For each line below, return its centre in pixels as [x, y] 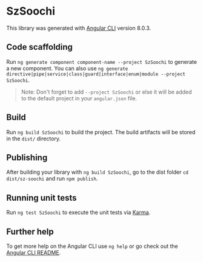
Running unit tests [42, 198]
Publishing [27, 157]
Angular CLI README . [34, 253]
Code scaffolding [39, 47]
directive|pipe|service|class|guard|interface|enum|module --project [96, 74]
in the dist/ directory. [34, 139]
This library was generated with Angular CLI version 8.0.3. [79, 28]
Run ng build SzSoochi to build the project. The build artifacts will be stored [101, 132]
